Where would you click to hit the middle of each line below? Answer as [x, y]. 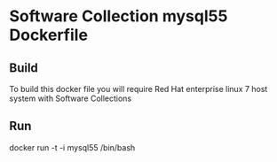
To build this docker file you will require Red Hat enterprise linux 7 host [138, 89]
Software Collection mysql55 [119, 16]
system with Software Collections [71, 98]
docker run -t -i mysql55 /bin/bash [72, 147]
